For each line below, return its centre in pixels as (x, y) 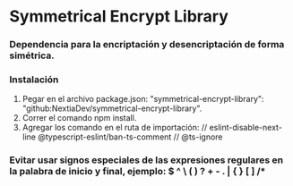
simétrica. (32, 55)
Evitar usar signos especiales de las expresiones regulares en (146, 160)
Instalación (34, 80)
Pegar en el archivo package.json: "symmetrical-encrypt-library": (143, 99)
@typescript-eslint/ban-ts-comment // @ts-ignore (130, 137)
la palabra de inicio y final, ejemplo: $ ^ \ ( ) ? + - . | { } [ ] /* (138, 172)
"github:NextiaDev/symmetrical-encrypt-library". (112, 108)
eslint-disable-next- (246, 128)
